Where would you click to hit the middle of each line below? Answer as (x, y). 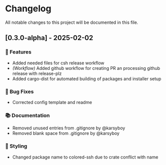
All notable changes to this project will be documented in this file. (72, 22)
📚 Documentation (28, 115)
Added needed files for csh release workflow (58, 63)
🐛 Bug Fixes (19, 91)
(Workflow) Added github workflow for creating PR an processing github (86, 68)
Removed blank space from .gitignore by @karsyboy (66, 133)
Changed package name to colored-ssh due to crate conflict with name (85, 157)
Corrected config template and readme (52, 102)
